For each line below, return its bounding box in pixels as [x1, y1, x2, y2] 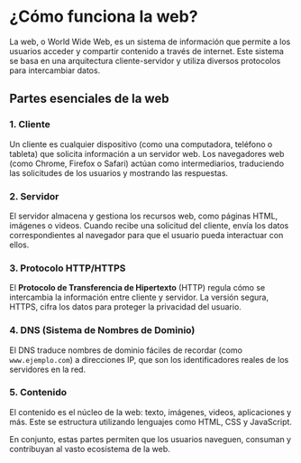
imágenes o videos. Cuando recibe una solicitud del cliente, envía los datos [9, 219, 289, 231]
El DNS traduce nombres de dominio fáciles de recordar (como [9, 345, 243, 356]
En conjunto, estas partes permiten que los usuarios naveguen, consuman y [9, 433, 291, 444]
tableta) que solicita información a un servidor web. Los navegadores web [9, 148, 285, 159]
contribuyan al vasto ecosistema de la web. [9, 443, 171, 454]
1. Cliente [9, 118, 51, 131]
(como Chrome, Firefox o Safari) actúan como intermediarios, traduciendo [9, 158, 285, 169]
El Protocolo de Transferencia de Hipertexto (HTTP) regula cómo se [9, 282, 266, 293]
